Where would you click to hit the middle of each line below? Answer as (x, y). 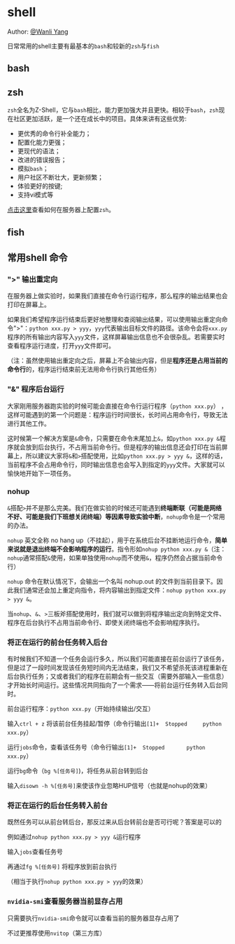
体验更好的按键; (40, 186)
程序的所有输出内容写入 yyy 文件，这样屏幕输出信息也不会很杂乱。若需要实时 (116, 337)
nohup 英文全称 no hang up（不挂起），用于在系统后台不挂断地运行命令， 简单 (117, 540)
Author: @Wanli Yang (38, 31)
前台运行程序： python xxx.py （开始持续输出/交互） (81, 709)
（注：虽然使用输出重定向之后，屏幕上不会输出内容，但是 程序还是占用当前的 (117, 360)
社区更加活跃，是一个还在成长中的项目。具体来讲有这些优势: (100, 119)
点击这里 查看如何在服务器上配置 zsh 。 (61, 210)
